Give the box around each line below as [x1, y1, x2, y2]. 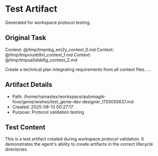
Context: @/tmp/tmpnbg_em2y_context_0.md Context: [5, 46, 114, 52]
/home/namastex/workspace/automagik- [23, 94, 106, 99]
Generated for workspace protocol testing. [5, 19, 91, 25]
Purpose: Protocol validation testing [12, 109, 85, 115]
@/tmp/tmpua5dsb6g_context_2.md [5, 57, 77, 63]
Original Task [5, 34, 46, 42]
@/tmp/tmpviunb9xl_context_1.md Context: [5, 52, 91, 58]
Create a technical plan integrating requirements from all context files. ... [5, 66, 151, 72]
